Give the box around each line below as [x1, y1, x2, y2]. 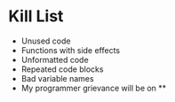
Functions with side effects [20, 44, 121, 55]
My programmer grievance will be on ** [20, 82, 167, 93]
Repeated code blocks [20, 64, 104, 75]
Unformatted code [20, 54, 90, 65]
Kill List [8, 6, 64, 27]
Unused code [20, 35, 71, 46]
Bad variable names [20, 73, 94, 83]
